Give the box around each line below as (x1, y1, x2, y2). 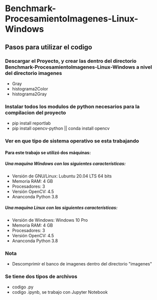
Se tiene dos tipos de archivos (5, 273, 78, 280)
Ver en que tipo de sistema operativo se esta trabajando (5, 138, 139, 144)
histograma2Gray (12, 91, 47, 97)
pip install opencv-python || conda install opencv (12, 125, 110, 131)
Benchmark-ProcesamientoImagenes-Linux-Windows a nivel (5, 64, 152, 71)
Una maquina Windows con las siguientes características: (5, 161, 126, 167)
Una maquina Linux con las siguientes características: (5, 205, 118, 211)
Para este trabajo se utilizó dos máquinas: (5, 149, 91, 156)
